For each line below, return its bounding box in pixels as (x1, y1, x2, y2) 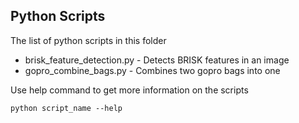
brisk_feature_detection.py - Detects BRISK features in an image (24, 54, 290, 66)
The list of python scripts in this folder (10, 34, 167, 46)
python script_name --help (10, 103, 123, 113)
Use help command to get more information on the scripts (10, 84, 249, 96)
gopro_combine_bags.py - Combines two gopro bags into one (24, 64, 281, 76)
